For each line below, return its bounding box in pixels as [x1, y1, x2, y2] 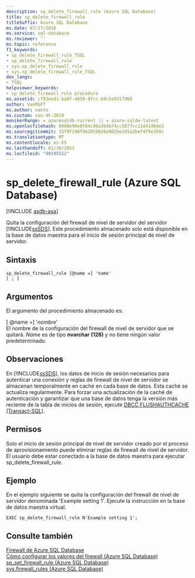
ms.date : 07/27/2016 [6, 25, 57, 31]
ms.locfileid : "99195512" [6, 150, 69, 156]
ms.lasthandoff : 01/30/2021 [6, 145, 75, 151]
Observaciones [6, 354, 63, 364]
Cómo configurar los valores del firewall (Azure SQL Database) [6, 553, 159, 560]
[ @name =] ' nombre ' [6, 318, 58, 325]
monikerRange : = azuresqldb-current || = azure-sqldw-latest [6, 118, 159, 124]
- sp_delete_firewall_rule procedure [6, 90, 99, 96]
